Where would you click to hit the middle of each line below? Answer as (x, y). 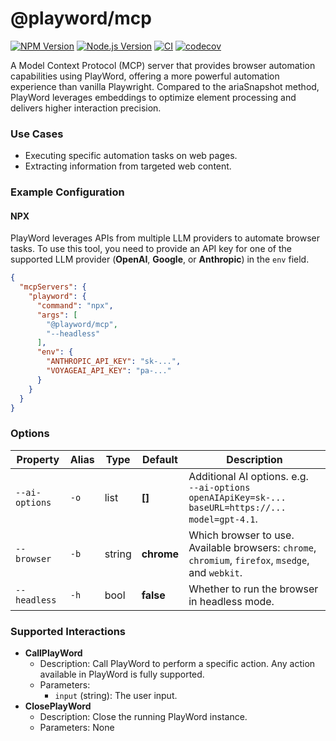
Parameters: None (77, 728)
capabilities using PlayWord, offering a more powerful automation (145, 76)
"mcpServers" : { (53, 287)
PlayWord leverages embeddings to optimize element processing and (153, 97)
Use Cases (37, 134)
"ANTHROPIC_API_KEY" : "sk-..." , (114, 362)
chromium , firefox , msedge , (249, 560)
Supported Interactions (68, 631)
